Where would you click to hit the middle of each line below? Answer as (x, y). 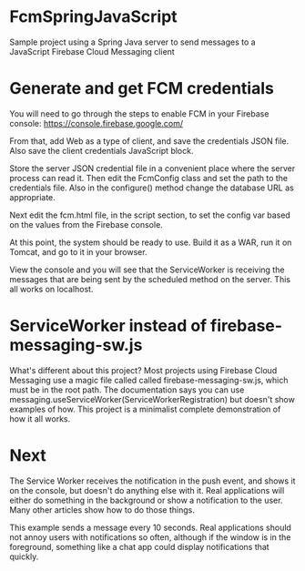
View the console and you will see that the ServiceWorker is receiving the (147, 270)
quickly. (24, 556)
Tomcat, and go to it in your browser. (78, 251)
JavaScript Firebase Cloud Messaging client (92, 51)
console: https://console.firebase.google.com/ (97, 123)
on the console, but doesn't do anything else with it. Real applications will (147, 490)
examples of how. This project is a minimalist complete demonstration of (145, 409)
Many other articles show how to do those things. (102, 510)
